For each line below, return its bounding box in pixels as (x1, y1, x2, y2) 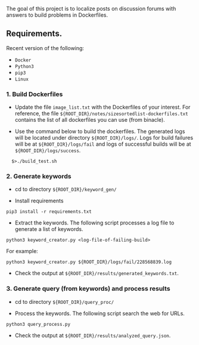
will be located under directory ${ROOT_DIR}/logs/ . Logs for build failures (14, 134, 194, 141)
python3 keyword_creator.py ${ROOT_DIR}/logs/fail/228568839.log (6, 259, 172, 265)
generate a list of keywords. (14, 226, 83, 233)
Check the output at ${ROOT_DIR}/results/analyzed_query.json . (14, 331, 171, 339)
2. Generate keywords (6, 172, 71, 181)
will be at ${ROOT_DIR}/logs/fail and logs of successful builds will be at (14, 140, 192, 148)
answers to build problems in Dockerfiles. (6, 11, 108, 19)
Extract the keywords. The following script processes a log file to (14, 219, 175, 226)
